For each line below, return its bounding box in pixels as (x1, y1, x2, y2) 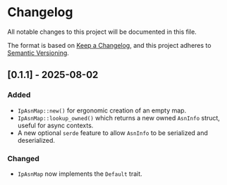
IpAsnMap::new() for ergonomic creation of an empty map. (17, 106, 187, 115)
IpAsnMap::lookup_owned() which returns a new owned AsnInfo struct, (17, 113, 221, 122)
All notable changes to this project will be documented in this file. (7, 27, 197, 36)
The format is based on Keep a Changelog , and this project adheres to (7, 41, 211, 49)
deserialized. (17, 136, 55, 144)
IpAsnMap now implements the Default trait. (17, 170, 142, 178)
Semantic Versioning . (7, 49, 69, 57)
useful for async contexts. (17, 121, 94, 129)
